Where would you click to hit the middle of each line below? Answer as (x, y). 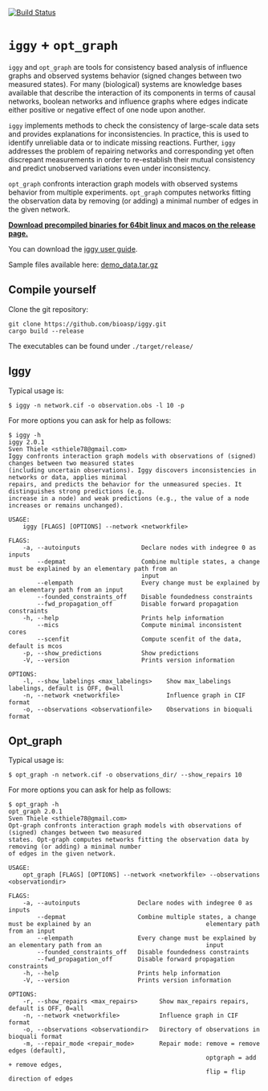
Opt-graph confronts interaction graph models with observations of (125, 826)
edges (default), (37, 1051)
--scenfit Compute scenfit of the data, (140, 639)
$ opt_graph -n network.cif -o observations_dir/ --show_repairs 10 (125, 775)
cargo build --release (46, 331)
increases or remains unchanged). (66, 505)
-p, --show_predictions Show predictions (111, 653)
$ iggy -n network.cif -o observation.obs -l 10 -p (96, 405)
